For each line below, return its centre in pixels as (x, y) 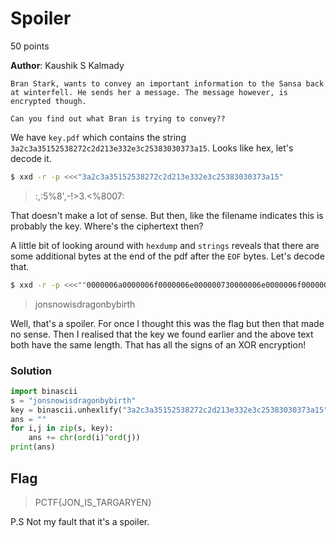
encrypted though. (48, 101)
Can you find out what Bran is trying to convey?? (118, 118)
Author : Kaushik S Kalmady (67, 65)
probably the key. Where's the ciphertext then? (107, 226)
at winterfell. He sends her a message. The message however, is (149, 92)
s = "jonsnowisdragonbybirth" (73, 400)
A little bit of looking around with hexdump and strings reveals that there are (165, 245)
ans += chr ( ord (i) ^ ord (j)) (84, 438)
